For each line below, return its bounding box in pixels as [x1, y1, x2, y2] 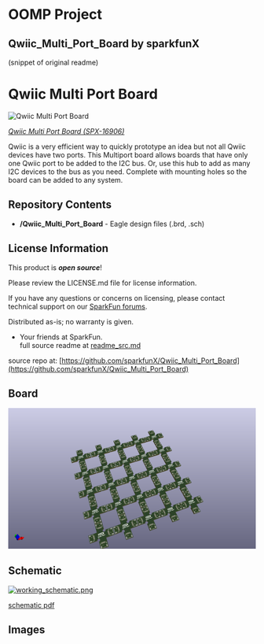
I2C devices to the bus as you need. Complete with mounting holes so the [8, 167, 247, 176]
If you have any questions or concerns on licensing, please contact [8, 293, 225, 302]
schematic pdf [8, 600, 55, 609]
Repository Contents [8, 198, 112, 212]
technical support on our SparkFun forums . [8, 302, 148, 311]
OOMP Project [8, 6, 103, 24]
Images [8, 624, 46, 637]
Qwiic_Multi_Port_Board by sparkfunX [8, 37, 200, 50]
